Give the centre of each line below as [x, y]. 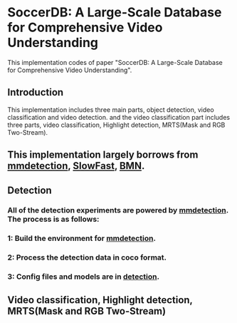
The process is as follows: [53, 220]
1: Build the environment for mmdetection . [82, 238]
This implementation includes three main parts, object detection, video [111, 109]
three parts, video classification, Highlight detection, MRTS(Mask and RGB [116, 125]
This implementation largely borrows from [103, 155]
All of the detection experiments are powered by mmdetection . [118, 210]
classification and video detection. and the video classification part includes [118, 117]
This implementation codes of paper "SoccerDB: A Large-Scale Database [115, 62]
